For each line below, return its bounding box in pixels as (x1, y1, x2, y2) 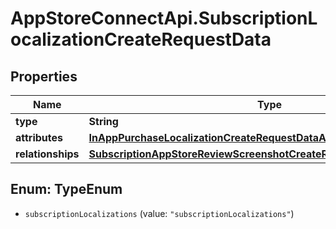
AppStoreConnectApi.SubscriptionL (10, 7, 318, 30)
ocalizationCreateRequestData (10, 28, 272, 51)
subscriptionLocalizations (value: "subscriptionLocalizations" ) (24, 207, 295, 219)
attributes (15, 131, 63, 144)
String (88, 115, 119, 128)
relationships (15, 147, 80, 161)
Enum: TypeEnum (10, 181, 123, 198)
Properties (10, 68, 78, 85)
